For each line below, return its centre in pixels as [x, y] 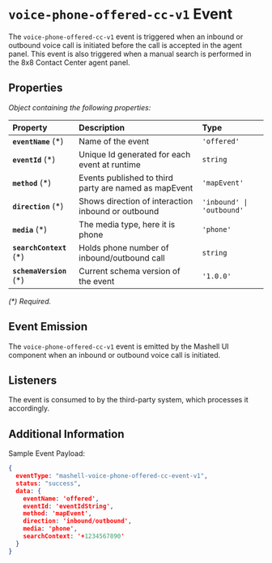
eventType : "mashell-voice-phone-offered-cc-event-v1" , [112, 476]
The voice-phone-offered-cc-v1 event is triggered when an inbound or [126, 37]
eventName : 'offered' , [61, 499]
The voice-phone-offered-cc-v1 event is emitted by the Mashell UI [119, 346]
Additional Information [66, 434]
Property [30, 127]
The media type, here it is [127, 224]
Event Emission [48, 327]
